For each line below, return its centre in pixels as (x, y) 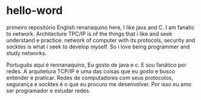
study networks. (27, 53)
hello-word (35, 11)
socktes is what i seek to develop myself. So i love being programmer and (98, 47)
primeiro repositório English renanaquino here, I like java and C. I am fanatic (100, 27)
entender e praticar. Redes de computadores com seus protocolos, (90, 78)
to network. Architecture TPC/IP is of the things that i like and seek (89, 33)
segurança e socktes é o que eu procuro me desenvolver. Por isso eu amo (99, 84)
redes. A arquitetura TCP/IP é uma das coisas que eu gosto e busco (91, 71)
